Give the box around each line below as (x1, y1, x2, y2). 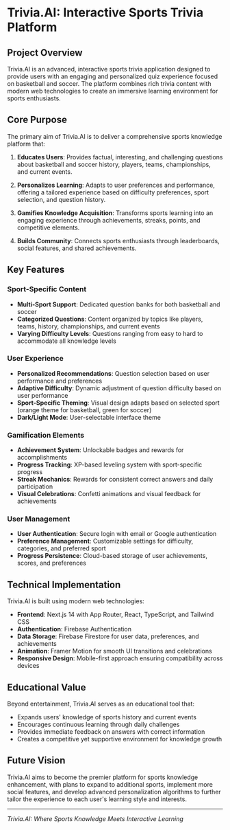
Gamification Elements (7, 430, 85, 440)
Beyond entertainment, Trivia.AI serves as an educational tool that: (7, 699, 195, 708)
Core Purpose (7, 114, 67, 126)
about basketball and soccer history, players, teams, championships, (16, 160, 211, 168)
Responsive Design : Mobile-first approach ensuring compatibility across (16, 654, 223, 662)
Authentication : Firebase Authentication (16, 625, 132, 633)
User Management (7, 514, 71, 524)
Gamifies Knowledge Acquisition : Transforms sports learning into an (16, 208, 214, 217)
